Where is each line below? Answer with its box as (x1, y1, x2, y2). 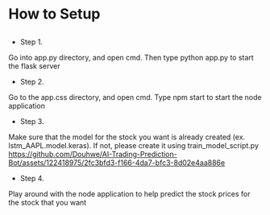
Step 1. (19, 37, 43, 47)
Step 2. (19, 76, 44, 86)
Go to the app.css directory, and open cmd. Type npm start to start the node (8, 92, 262, 101)
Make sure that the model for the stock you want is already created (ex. (8, 132, 246, 142)
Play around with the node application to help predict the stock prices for (8, 188, 251, 198)
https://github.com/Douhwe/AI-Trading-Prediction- (8, 149, 177, 159)
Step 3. (19, 116, 44, 126)
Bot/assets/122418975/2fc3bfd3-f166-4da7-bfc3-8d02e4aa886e (8, 158, 226, 167)
